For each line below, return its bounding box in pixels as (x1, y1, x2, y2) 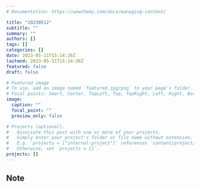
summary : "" (6, 30, 36, 36)
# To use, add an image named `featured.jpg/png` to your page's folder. (6, 85, 193, 91)
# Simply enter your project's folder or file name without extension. (6, 135, 193, 141)
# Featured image (6, 80, 49, 86)
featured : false (6, 64, 46, 69)
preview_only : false (11, 113, 62, 119)
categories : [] (6, 47, 44, 53)
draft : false (6, 69, 39, 75)
